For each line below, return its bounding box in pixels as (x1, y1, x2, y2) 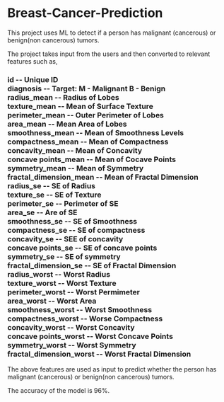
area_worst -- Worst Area (7, 296, 97, 306)
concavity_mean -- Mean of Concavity (7, 145, 143, 155)
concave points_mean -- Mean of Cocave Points (7, 154, 177, 164)
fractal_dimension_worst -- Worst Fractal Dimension (7, 349, 191, 359)
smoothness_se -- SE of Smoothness (7, 216, 138, 226)
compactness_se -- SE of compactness (7, 225, 146, 235)
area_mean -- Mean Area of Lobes (7, 119, 127, 129)
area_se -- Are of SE (7, 207, 78, 217)
